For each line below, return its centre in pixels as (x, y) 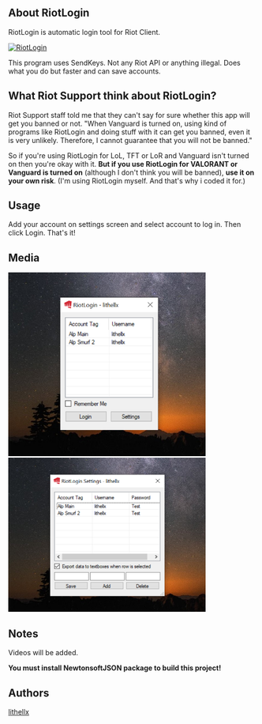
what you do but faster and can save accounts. (84, 71)
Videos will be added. (43, 653)
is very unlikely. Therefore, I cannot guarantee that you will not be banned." (130, 140)
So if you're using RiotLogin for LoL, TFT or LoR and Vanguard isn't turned (129, 155)
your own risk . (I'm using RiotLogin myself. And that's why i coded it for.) (127, 180)
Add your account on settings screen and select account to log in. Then (125, 224)
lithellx (19, 712)
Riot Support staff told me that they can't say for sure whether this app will (129, 115)
